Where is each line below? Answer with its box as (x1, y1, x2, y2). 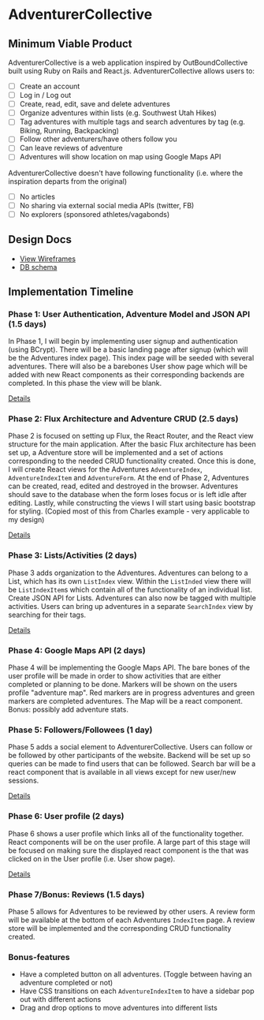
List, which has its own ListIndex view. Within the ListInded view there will (8, 576, 251, 585)
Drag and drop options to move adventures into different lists (19, 1003, 218, 1013)
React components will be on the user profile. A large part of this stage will (8, 837, 251, 846)
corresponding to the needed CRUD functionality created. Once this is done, (8, 456, 256, 466)
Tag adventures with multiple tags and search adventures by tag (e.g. (19, 117, 246, 127)
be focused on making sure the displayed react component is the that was (8, 846, 249, 855)
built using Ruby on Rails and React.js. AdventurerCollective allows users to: (8, 66, 255, 76)
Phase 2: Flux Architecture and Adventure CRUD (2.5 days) (8, 413, 239, 424)
